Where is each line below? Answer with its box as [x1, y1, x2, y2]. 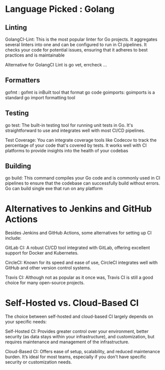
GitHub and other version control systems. [5, 265, 91, 271]
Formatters [5, 76, 41, 85]
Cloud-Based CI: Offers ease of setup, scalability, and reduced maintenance [5, 349, 161, 355]
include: [5, 235, 22, 241]
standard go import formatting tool [5, 94, 76, 100]
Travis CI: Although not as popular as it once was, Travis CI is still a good [5, 274, 153, 281]
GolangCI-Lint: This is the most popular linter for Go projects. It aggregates [5, 36, 158, 42]
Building [5, 162, 31, 171]
